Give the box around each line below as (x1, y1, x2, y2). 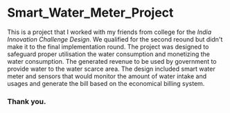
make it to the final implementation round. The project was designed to (7, 42, 209, 51)
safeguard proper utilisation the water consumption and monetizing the (7, 50, 210, 58)
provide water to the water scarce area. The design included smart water (7, 64, 216, 73)
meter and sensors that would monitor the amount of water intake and (7, 71, 207, 80)
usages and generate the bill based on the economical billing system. (7, 79, 205, 87)
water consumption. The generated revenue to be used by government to (7, 57, 217, 65)
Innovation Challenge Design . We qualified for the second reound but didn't (7, 35, 223, 43)
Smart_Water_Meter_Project (7, 5, 174, 21)
